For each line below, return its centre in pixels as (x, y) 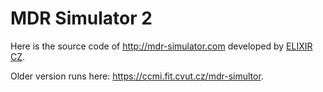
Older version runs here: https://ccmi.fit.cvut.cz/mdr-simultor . (137, 76)
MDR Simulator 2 (81, 18)
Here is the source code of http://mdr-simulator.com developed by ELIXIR (161, 46)
